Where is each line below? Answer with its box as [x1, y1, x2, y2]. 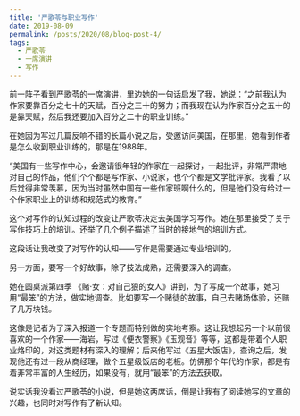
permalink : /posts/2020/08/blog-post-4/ [9, 30, 162, 38]
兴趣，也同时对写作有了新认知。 [9, 397, 127, 408]
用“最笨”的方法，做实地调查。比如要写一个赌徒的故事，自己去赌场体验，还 [9, 292, 283, 302]
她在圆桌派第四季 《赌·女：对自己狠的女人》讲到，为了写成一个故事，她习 [9, 281, 279, 292]
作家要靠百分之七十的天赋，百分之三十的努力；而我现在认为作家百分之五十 [9, 99, 283, 110]
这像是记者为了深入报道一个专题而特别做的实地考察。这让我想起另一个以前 [9, 322, 283, 333]
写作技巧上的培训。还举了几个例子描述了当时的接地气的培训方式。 [9, 224, 252, 234]
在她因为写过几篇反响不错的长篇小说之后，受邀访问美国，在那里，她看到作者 [9, 130, 291, 140]
